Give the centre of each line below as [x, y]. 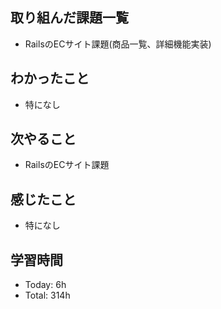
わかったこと [50, 78]
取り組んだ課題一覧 [69, 18]
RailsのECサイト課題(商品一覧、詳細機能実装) [118, 44]
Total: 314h [47, 295]
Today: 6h [45, 285]
